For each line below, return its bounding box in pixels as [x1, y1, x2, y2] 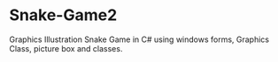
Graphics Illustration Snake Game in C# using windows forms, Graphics [9, 34, 270, 45]
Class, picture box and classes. [9, 43, 123, 53]
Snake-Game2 [9, 5, 118, 25]
